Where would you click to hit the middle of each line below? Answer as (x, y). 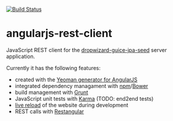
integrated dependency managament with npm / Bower (81, 86)
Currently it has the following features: (53, 68)
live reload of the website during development (72, 105)
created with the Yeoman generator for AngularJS (76, 79)
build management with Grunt (51, 92)
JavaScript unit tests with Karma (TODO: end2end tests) (84, 98)
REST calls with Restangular (49, 111)
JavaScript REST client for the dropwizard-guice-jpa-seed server (86, 50)
